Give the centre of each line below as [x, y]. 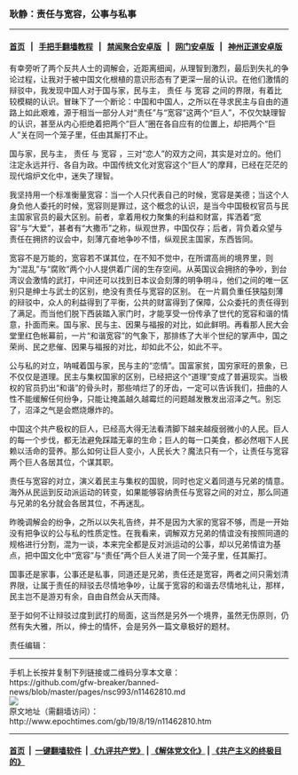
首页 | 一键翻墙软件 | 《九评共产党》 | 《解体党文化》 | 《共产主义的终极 [142, 751]
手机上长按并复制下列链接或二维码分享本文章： [94, 672]
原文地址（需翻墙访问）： [54, 711]
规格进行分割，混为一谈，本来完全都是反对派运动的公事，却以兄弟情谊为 [141, 544]
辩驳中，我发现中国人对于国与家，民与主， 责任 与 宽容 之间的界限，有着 [142, 90]
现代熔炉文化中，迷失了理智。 [63, 176]
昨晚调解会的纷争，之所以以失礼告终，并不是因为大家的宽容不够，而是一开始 [149, 522]
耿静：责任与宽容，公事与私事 [73, 13]
